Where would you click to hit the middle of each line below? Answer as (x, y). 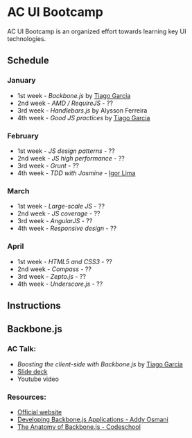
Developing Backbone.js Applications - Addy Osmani (93, 419)
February (23, 136)
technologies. (27, 38)
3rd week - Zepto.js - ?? (52, 276)
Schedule (28, 61)
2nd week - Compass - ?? (54, 269)
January (21, 81)
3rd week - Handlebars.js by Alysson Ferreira (82, 110)
